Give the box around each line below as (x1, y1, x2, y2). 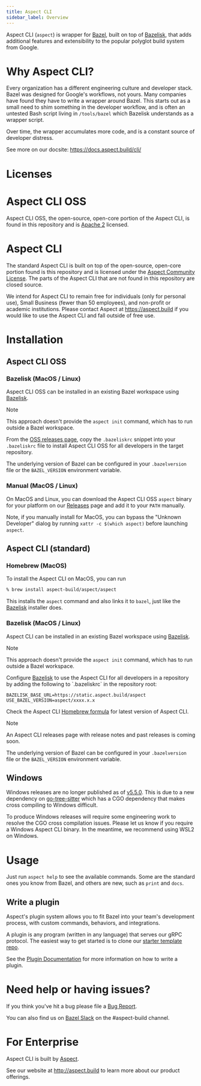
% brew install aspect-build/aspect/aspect (6, 587, 117, 593)
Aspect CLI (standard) (6, 544, 91, 554)
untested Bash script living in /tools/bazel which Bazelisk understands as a (6, 110, 194, 117)
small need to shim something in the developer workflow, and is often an (6, 103, 185, 111)
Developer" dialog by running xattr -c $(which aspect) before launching (6, 520, 188, 527)
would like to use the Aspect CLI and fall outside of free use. (6, 312, 155, 319)
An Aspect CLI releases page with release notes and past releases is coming (6, 731, 196, 738)
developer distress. (6, 135, 54, 142)
